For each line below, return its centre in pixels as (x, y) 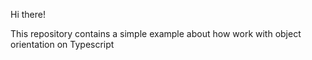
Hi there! (28, 14)
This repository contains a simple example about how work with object (156, 33)
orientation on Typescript (62, 44)
